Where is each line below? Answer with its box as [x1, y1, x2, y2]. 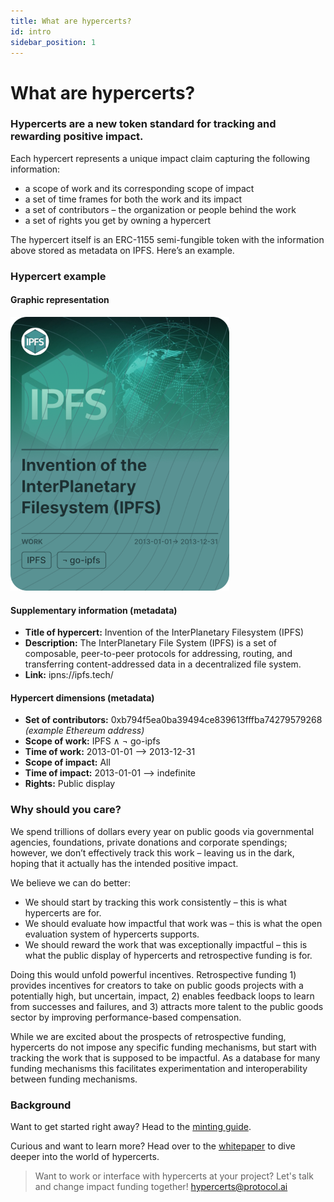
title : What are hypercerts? [10, 16, 132, 26]
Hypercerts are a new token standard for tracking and [10, 117, 277, 131]
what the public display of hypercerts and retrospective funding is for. [24, 949, 313, 961]
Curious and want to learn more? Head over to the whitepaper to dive [10, 1140, 296, 1152]
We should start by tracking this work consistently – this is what [24, 896, 288, 908]
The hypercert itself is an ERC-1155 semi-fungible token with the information [10, 233, 325, 245]
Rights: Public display [24, 778, 116, 790]
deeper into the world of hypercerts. [10, 1150, 160, 1162]
